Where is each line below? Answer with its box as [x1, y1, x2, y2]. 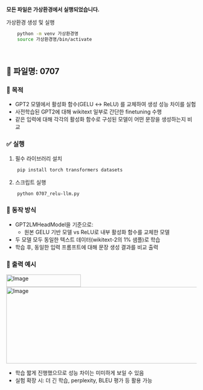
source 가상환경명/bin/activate [17, 36, 92, 42]
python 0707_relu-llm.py [17, 190, 80, 197]
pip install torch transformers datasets [17, 167, 123, 173]
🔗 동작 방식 [6, 206, 36, 214]
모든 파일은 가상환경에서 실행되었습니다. [6, 6, 100, 13]
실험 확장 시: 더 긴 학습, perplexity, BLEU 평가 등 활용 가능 [14, 377, 153, 384]
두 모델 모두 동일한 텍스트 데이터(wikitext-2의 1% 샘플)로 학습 [14, 235, 161, 243]
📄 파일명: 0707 [6, 66, 60, 77]
